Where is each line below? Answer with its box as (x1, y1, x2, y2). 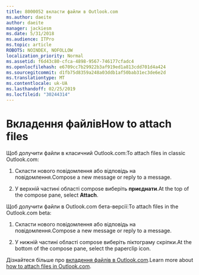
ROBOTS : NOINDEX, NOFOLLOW (6, 48, 73, 53)
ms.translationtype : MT (6, 75, 65, 81)
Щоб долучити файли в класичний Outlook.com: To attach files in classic (6, 149, 186, 156)
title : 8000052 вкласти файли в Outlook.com (6, 8, 118, 15)
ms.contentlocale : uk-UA (6, 81, 68, 87)
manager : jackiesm (6, 25, 52, 31)
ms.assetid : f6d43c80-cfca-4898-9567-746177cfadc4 (6, 58, 134, 64)
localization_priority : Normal (6, 53, 84, 59)
